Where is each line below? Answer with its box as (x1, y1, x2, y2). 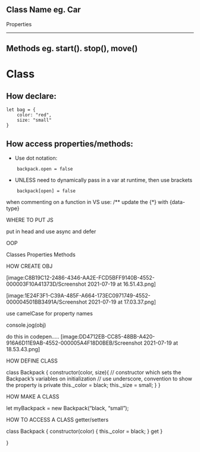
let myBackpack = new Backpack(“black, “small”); (6, 405, 129, 412)
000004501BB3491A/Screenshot (6, 298, 87, 306)
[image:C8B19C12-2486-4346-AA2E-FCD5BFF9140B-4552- (6, 274, 155, 281)
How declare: (6, 91, 57, 101)
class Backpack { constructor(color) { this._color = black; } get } (6, 428, 162, 435)
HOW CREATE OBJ (6, 262, 53, 270)
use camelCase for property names (6, 310, 93, 317)
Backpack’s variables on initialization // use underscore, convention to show (6, 375, 192, 382)
